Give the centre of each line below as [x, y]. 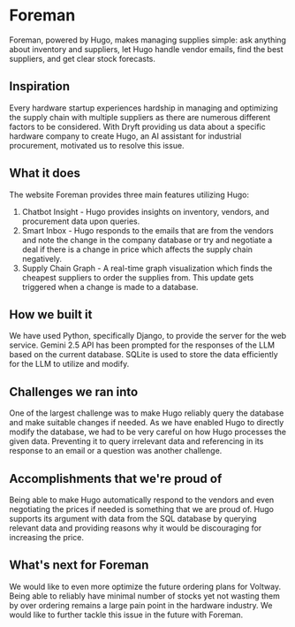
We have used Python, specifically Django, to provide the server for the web [148, 336]
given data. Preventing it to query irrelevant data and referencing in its [136, 441]
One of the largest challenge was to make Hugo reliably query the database [147, 413]
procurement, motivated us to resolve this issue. [97, 145]
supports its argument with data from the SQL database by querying [133, 519]
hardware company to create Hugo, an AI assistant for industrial [125, 136]
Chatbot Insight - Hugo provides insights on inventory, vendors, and [145, 211]
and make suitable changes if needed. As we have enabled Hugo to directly [147, 423]
